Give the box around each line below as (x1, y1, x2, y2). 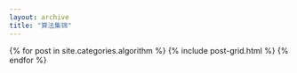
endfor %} (9, 55, 47, 65)
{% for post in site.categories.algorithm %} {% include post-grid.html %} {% (9, 45, 289, 55)
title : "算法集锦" (9, 21, 73, 30)
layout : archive (9, 12, 69, 22)
